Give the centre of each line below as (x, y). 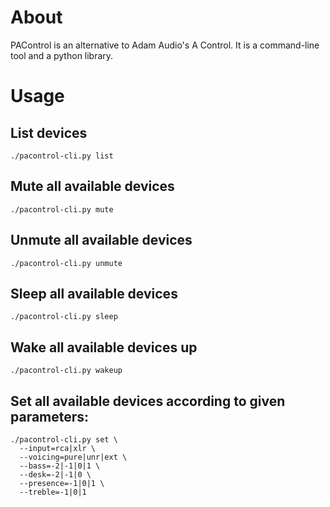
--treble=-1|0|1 (53, 492)
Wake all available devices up (104, 347)
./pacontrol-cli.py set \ (64, 440)
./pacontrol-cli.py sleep (64, 317)
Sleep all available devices (94, 293)
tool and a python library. (62, 55)
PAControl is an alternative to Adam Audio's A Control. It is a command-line (165, 45)
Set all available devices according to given (148, 401)
